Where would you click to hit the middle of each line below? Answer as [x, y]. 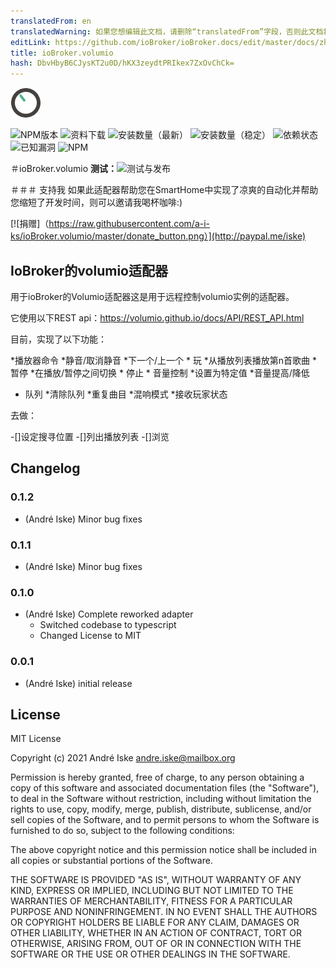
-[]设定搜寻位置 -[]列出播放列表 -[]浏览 [90, 436]
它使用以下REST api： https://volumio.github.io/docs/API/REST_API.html [157, 317]
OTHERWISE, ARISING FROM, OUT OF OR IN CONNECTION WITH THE [156, 944]
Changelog [45, 468]
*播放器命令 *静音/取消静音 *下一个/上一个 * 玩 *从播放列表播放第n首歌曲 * [164, 360]
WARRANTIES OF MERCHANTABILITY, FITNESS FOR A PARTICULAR [151, 901]
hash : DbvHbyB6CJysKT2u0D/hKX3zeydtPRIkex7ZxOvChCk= [122, 63]
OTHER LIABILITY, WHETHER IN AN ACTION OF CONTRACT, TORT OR [156, 933]
